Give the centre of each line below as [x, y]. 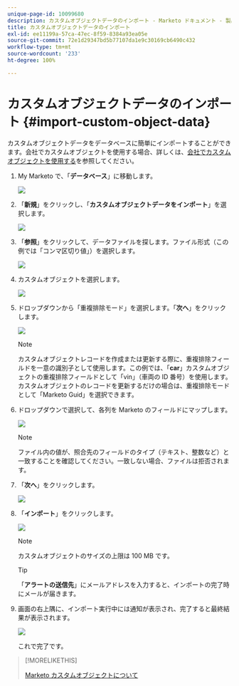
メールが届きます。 [52, 593]
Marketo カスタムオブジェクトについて [81, 675]
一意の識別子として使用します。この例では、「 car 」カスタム [124, 368]
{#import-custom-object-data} [117, 121]
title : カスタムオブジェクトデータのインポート [69, 27]
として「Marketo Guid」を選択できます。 [78, 394]
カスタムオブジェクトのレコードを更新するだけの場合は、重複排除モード [123, 385]
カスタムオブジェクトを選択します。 [70, 279]
